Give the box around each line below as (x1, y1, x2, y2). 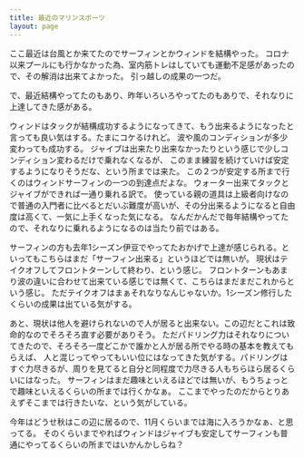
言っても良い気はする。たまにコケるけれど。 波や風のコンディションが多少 (9, 132, 289, 142)
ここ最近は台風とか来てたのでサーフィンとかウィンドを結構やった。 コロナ (9, 47, 289, 59)
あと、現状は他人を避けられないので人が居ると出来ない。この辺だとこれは (9, 317, 288, 328)
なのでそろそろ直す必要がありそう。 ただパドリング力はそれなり (25, 328, 266, 340)
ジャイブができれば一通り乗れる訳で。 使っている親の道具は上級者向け (9, 188, 273, 200)
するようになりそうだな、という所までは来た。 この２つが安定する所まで (9, 165, 282, 177)
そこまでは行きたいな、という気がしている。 (25, 396, 192, 408)
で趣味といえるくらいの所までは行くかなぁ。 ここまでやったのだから (9, 385, 266, 396)
